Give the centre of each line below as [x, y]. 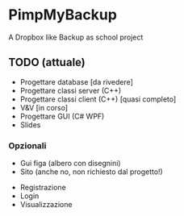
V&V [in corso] [44, 107]
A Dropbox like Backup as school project [76, 37]
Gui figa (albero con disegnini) [70, 164]
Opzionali [27, 145]
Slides [30, 125]
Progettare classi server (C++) [71, 90]
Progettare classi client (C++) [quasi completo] [98, 99]
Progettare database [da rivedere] [76, 81]
